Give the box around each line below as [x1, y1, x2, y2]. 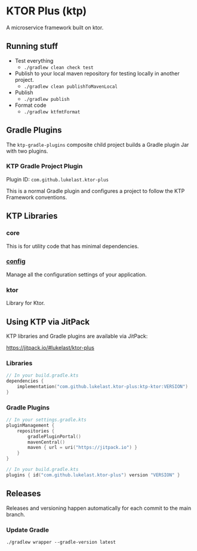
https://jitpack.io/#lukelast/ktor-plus [6, 344, 94, 351]
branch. [6, 510, 26, 518]
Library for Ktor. [6, 300, 45, 307]
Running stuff [6, 41, 59, 51]
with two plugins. [6, 147, 48, 155]
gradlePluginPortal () [27, 433, 82, 439]
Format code [14, 101, 47, 109]
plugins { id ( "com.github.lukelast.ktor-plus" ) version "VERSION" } [6, 472, 180, 478]
